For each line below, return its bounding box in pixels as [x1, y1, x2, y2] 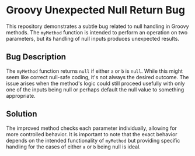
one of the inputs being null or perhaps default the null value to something [6, 86, 184, 93]
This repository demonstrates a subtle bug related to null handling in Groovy [6, 23, 189, 30]
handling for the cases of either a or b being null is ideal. [6, 143, 141, 150]
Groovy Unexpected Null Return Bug [6, 3, 186, 17]
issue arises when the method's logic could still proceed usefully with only [6, 80, 185, 87]
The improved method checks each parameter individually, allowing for [6, 125, 177, 132]
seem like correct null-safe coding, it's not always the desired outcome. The [6, 73, 189, 80]
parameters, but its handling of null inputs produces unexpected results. [6, 35, 180, 42]
